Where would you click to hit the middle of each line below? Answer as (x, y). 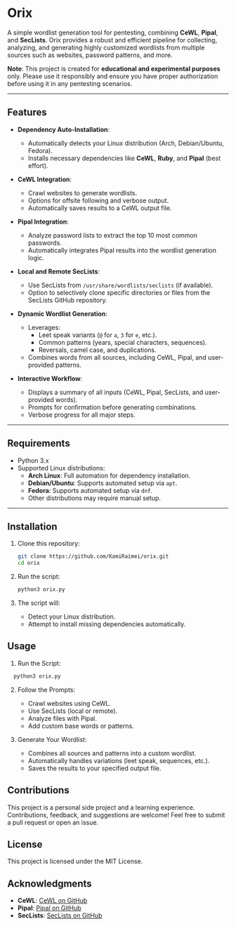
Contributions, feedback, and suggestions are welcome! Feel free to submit (116, 815)
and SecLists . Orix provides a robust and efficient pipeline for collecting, (112, 39)
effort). (38, 165)
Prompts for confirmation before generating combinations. (112, 407)
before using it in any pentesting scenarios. (70, 83)
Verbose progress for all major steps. (81, 415)
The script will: (39, 603)
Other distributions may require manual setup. (94, 498)
